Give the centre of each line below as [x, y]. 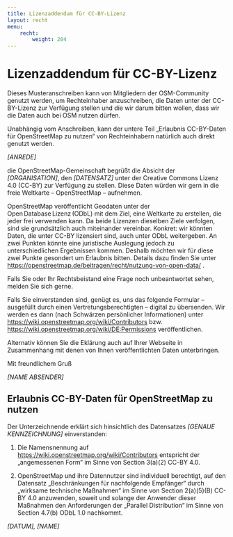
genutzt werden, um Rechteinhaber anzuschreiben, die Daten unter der [109, 101]
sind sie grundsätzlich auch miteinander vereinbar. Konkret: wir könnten [110, 229]
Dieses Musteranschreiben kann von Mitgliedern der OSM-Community [108, 93]
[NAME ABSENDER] [35, 377]
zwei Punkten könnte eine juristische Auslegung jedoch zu [91, 243]
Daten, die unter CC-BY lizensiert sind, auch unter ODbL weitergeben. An [112, 236]
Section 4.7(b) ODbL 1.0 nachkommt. [70, 513]
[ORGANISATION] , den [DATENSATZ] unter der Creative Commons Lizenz [113, 178]
